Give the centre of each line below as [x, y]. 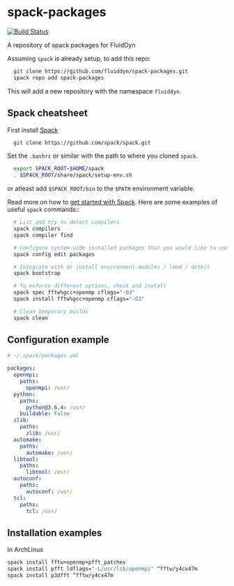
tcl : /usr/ [41, 511]
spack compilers [37, 229]
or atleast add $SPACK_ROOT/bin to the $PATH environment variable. [101, 188]
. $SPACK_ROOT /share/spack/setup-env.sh [73, 175]
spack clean [31, 318]
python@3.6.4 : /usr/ [55, 407]
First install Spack [33, 130]
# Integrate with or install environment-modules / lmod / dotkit [112, 267]
